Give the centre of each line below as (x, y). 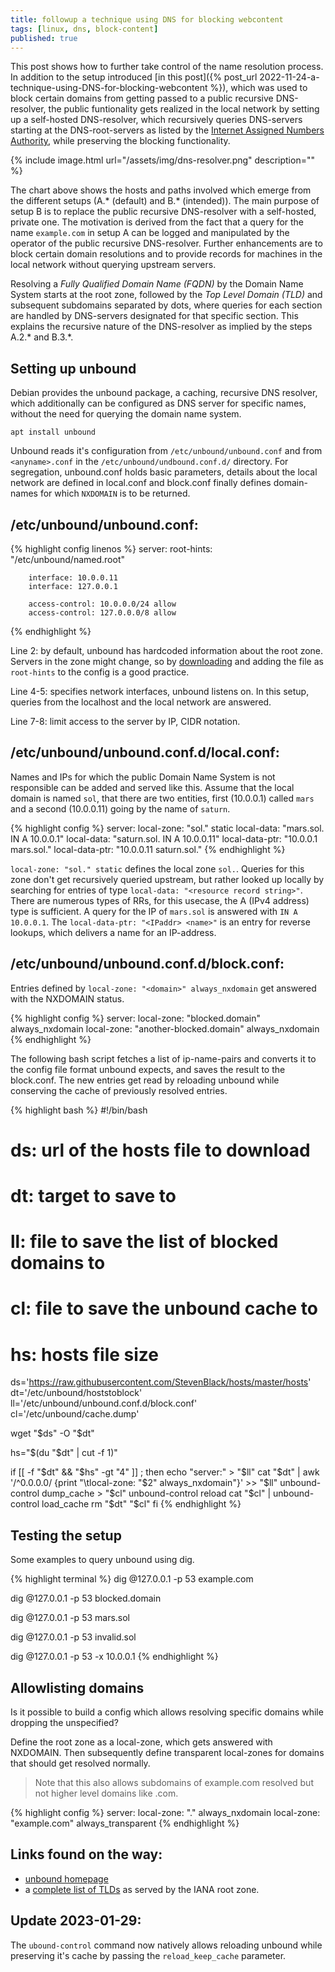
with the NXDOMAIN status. (67, 998)
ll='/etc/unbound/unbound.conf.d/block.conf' (104, 1403)
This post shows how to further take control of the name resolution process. (167, 67)
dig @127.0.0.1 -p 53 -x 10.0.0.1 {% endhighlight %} (114, 1657)
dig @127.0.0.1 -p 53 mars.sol (70, 1618)
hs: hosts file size (85, 1354)
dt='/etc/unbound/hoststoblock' (76, 1393)
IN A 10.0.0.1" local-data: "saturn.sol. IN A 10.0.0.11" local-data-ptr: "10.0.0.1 (164, 838)
